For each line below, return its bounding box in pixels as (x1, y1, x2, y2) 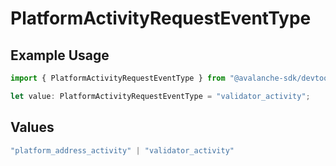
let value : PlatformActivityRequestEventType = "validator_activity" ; (10, 91, 311, 101)
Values (10, 119, 55, 136)
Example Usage (10, 47, 110, 64)
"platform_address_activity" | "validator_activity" (10, 145, 235, 156)
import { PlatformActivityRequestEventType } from (10, 73, 226, 83)
